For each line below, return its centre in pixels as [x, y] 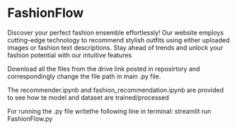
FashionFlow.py [30, 119]
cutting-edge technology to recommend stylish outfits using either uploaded [118, 40]
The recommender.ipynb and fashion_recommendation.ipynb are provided [116, 90]
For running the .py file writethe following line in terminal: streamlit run [109, 111]
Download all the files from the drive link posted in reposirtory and [104, 69]
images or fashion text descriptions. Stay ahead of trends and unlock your [115, 47]
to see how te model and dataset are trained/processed [88, 97]
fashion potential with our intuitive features [70, 55]
